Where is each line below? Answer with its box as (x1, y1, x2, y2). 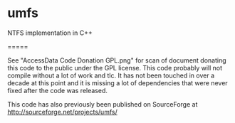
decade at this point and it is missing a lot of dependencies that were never (7, 78, 228, 87)
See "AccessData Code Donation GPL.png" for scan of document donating (7, 55, 226, 65)
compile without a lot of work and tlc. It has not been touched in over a (7, 71, 215, 80)
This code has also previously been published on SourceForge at (7, 100, 198, 108)
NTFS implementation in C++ (7, 28, 93, 37)
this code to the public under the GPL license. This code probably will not (7, 63, 223, 72)
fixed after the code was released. (7, 86, 108, 95)
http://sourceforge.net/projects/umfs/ (7, 107, 117, 116)
